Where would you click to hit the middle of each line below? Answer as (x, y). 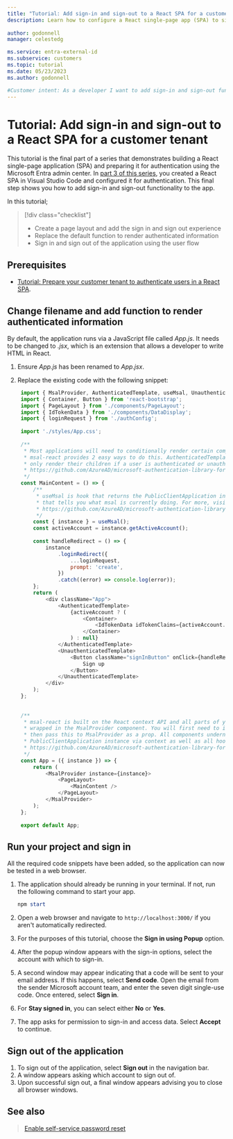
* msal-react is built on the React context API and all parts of (122, 722)
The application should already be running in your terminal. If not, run (116, 884)
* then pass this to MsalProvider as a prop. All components (114, 735)
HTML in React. (29, 353)
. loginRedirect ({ (83, 554)
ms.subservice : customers (44, 59)
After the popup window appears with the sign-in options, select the (115, 952)
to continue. (34, 1029)
